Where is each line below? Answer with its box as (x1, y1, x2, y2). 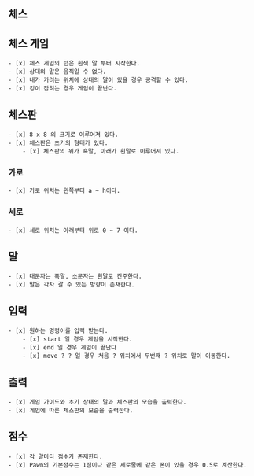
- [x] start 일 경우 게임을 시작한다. (22, 335, 133, 344)
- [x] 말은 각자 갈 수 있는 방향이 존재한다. (8, 281, 135, 289)
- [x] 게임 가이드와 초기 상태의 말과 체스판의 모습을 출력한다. (8, 398, 187, 407)
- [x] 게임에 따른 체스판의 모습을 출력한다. (8, 407, 134, 415)
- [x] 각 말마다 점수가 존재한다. (8, 452, 103, 460)
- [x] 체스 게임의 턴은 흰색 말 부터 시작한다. (8, 60, 141, 68)
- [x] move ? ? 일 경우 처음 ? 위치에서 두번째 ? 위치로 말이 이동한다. (22, 352, 230, 360)
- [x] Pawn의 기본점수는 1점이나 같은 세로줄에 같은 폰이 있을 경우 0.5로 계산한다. (8, 461, 248, 469)
